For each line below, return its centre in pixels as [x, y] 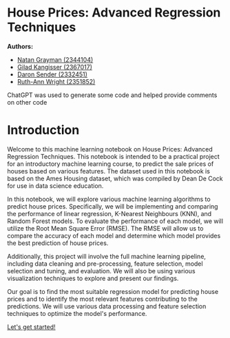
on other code [27, 102]
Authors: [20, 46]
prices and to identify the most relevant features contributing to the [102, 299]
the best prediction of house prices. [58, 243]
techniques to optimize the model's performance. [77, 313]
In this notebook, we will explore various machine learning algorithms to [109, 199]
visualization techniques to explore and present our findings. [93, 278]
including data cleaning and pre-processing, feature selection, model [105, 264]
